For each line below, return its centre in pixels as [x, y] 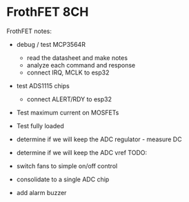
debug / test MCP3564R [51, 44]
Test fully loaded [40, 125]
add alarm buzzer [41, 192]
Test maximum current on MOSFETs [68, 112]
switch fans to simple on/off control [67, 165]
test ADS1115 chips [43, 85]
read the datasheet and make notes [77, 58]
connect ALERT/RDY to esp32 [69, 99]
